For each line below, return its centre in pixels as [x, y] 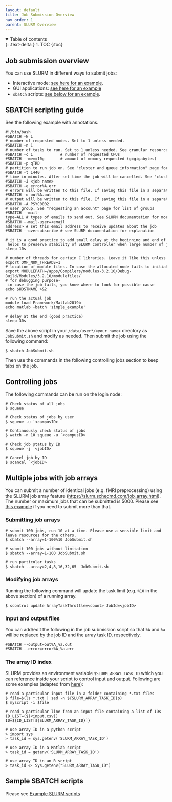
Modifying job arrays [32, 579]
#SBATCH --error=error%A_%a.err [40, 649]
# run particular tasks [31, 562]
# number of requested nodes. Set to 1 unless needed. [65, 141]
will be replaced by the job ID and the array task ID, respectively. [73, 635]
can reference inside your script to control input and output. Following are [83, 679]
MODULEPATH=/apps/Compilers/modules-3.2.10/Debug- [76, 271]
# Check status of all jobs [35, 404]
